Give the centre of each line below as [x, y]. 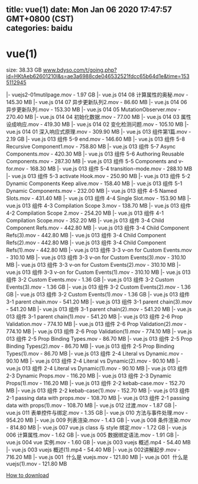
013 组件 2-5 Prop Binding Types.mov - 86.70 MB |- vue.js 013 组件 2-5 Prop [99, 339]
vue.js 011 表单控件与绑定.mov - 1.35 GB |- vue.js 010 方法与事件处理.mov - [97, 413]
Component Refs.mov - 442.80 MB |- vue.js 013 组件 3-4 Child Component [98, 228]
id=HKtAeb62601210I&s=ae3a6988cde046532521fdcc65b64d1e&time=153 [98, 76]
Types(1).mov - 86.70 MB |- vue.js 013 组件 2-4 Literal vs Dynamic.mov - [95, 354]
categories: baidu [39, 28]
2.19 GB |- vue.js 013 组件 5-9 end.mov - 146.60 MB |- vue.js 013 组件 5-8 [95, 139]
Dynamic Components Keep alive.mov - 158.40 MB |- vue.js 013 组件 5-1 [94, 183]
